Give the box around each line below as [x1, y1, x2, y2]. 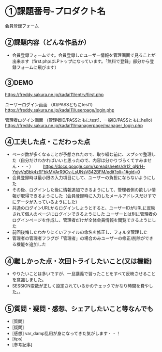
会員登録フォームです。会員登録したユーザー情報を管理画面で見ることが [12, 52, 156, 58]
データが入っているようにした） [16, 199, 80, 205]
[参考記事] [12, 342, 33, 347]
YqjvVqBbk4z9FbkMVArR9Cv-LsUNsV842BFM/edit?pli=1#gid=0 [12, 169, 140, 175]
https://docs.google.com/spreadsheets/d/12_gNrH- [43, 163, 146, 169]
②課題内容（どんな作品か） [5, 38, 90, 47]
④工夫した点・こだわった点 [5, 138, 90, 146]
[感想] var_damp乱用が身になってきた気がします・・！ [12, 331, 121, 336]
